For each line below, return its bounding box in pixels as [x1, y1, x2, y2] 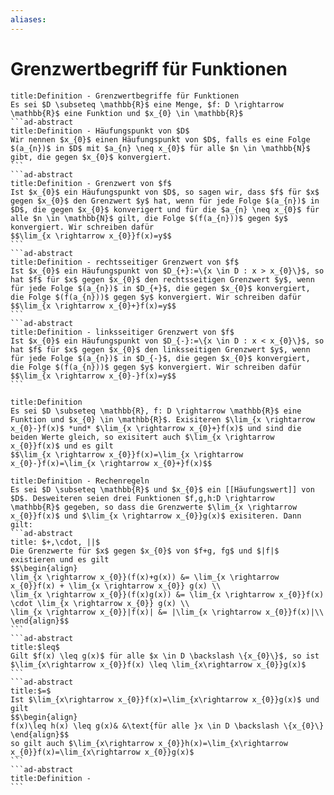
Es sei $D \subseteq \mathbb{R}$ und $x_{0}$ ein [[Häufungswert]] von [10, 484, 315, 495]
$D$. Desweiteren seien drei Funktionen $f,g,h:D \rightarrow [10, 493, 275, 503]
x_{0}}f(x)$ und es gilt [10, 441, 114, 451]
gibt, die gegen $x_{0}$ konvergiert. [10, 152, 172, 162]
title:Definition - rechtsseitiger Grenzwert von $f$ [10, 257, 240, 267]
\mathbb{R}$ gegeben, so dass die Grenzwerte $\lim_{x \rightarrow [10, 502, 298, 512]
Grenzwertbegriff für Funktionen [10, 57, 288, 80]
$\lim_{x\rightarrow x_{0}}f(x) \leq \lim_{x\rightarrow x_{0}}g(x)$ [10, 659, 307, 670]
